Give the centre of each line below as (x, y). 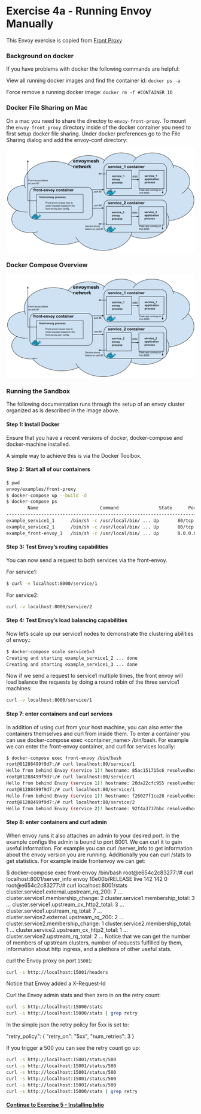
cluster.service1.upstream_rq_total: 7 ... (54, 911)
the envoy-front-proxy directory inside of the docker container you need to (99, 127)
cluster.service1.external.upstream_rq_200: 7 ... (64, 892)
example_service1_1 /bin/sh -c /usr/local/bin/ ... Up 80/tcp (100, 521)
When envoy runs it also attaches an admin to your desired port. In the (93, 835)
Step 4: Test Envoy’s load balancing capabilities (67, 620)
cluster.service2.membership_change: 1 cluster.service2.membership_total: (99, 923)
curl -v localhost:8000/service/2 (49, 606)
